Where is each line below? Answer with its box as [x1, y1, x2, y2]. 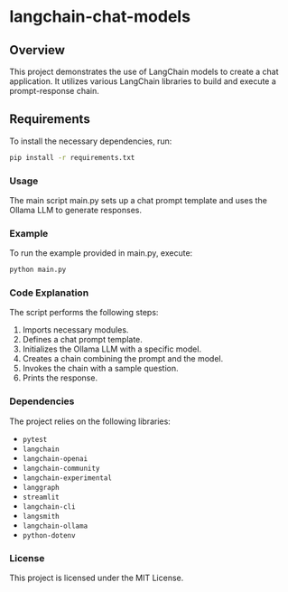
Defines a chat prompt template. [22, 334, 143, 345]
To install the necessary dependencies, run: [9, 136, 172, 146]
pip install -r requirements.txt [9, 153, 135, 162]
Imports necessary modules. [22, 324, 129, 335]
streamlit [22, 493, 60, 502]
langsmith [22, 512, 60, 521]
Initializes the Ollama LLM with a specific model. [22, 343, 201, 354]
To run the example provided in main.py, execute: [9, 248, 193, 258]
